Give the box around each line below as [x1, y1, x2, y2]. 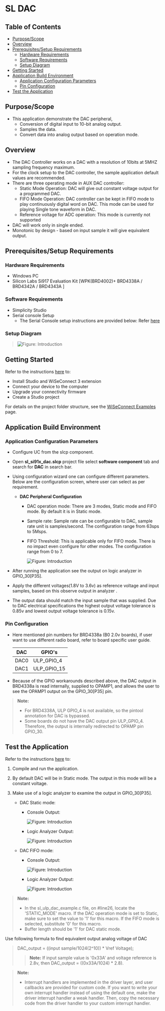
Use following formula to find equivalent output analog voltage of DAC [5, 935, 147, 941]
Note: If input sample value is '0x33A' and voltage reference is [29, 955, 157, 961]
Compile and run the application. [12, 765, 79, 772]
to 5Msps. [27, 529, 48, 535]
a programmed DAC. [19, 190, 62, 196]
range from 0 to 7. [27, 549, 64, 554]
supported [19, 217, 41, 223]
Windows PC [12, 273, 38, 279]
